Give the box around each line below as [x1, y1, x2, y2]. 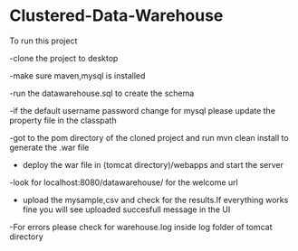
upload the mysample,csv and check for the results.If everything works [22, 194, 289, 205]
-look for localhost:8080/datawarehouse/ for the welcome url [9, 177, 238, 188]
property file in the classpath [9, 115, 117, 125]
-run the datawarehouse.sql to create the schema [9, 88, 195, 98]
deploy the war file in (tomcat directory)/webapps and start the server [22, 159, 284, 170]
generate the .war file [9, 142, 90, 153]
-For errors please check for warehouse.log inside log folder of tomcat [9, 221, 273, 232]
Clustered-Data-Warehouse [9, 5, 224, 26]
